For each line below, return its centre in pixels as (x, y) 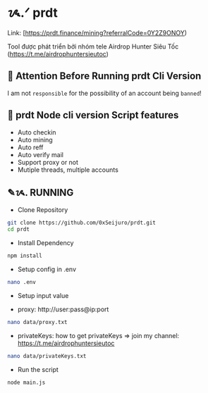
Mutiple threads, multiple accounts (68, 170)
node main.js (26, 382)
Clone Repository (43, 210)
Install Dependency (45, 243)
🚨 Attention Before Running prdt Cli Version (104, 76)
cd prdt (19, 230)
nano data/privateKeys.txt (47, 356)
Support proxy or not (48, 162)
